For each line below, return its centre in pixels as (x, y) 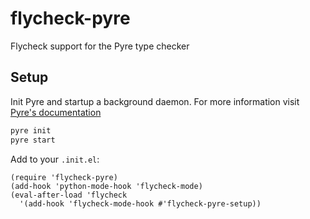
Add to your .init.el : (55, 159)
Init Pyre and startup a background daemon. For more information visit (155, 101)
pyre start (33, 140)
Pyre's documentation (56, 112)
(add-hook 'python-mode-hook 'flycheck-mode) (106, 186)
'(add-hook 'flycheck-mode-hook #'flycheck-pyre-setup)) (140, 203)
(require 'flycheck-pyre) (64, 177)
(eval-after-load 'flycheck (69, 195)
